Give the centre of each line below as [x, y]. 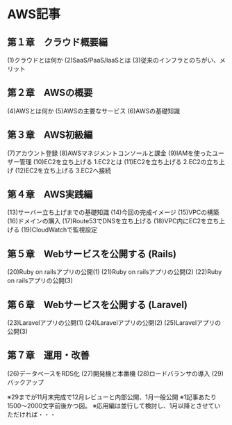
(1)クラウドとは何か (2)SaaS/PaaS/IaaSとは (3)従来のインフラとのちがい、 [114, 60]
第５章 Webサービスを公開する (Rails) [92, 254]
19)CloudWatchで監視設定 [60, 230]
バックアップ [25, 382]
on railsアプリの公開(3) [40, 281]
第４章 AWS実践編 [50, 194]
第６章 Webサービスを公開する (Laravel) [97, 304]
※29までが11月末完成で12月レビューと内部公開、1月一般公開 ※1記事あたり [112, 396]
